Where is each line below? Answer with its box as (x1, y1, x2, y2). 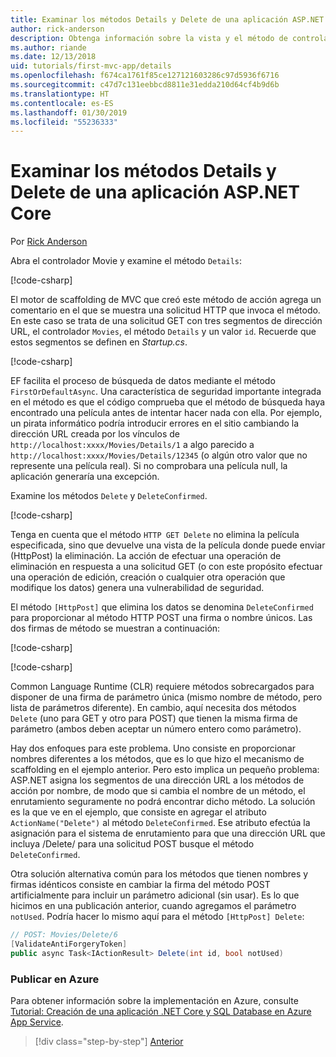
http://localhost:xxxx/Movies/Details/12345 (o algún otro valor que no (10, 449, 308, 461)
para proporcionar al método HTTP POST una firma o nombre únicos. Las (10, 612, 313, 624)
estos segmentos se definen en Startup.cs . (10, 336, 188, 348)
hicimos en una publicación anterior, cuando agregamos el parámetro (10, 900, 297, 912)
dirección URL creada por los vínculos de (10, 428, 180, 440)
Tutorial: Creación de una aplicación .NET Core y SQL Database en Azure (10, 1006, 312, 1018)
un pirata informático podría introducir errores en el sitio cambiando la (10, 417, 300, 430)
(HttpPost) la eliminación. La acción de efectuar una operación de (10, 550, 282, 562)
